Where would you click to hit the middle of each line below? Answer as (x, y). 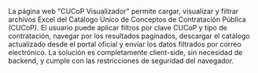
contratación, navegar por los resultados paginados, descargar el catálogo (129, 36)
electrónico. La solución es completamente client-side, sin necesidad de (125, 52)
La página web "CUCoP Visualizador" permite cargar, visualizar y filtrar (123, 11)
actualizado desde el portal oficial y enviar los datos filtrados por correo (125, 44)
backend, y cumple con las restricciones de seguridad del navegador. (121, 61)
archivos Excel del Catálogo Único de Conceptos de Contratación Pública (127, 19)
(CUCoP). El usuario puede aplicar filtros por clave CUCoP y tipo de (118, 28)
